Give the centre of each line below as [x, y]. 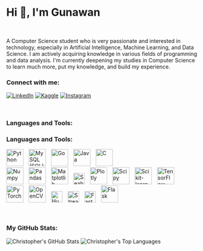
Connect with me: [33, 82]
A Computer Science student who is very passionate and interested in [93, 41]
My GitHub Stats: [32, 228]
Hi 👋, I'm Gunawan [53, 12]
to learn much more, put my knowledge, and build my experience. [88, 67]
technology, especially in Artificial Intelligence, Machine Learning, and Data [100, 47]
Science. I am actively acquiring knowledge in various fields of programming [102, 53]
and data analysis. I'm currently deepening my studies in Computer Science [101, 60]
